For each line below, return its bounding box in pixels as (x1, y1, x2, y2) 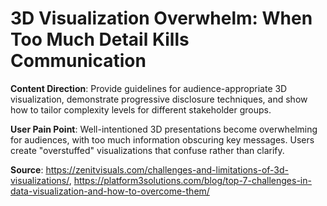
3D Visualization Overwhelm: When (10, 7, 313, 30)
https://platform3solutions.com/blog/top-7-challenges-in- (73, 174, 312, 186)
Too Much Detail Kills (10, 28, 190, 51)
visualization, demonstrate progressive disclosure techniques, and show (10, 93, 308, 105)
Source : (10, 163, 44, 176)
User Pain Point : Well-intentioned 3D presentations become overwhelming (10, 123, 318, 135)
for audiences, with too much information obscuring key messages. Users (10, 133, 315, 146)
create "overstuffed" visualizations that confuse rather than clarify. (10, 144, 285, 156)
